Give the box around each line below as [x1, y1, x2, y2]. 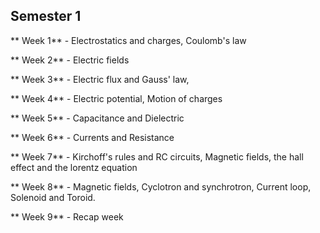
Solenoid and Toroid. [10, 191, 96, 203]
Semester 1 [10, 8, 82, 25]
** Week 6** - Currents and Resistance [10, 131, 175, 143]
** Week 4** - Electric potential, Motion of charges [10, 92, 223, 104]
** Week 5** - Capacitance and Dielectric [10, 112, 185, 124]
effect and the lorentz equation [10, 161, 138, 173]
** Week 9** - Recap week [10, 210, 124, 223]
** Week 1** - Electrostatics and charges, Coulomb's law [10, 34, 247, 46]
